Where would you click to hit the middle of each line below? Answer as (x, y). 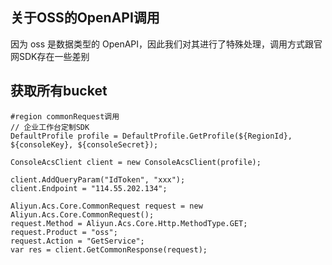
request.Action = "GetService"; (77, 241)
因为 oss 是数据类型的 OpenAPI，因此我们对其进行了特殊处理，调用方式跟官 (166, 44)
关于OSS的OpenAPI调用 (85, 18)
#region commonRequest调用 (65, 116)
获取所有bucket (59, 91)
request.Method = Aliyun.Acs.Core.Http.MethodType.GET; (129, 223)
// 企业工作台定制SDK (50, 127)
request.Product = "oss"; (64, 232)
